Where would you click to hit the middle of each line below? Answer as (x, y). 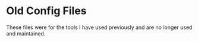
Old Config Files (47, 11)
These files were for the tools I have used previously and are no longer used (99, 27)
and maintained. (26, 33)
